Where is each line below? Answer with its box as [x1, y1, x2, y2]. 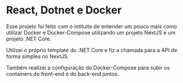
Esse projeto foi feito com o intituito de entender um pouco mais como [6, 23, 177, 30]
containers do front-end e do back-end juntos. [6, 70, 119, 77]
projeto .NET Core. [6, 35, 52, 42]
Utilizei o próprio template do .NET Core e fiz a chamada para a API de [6, 46, 178, 53]
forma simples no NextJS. [6, 53, 69, 60]
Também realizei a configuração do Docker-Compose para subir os [6, 64, 170, 71]
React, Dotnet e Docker [6, 4, 122, 17]
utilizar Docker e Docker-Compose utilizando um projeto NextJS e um [6, 29, 176, 36]
